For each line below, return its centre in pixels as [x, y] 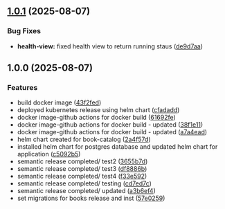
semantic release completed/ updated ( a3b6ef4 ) [86, 191]
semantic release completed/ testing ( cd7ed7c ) [84, 183]
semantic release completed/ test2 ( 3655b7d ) [82, 161]
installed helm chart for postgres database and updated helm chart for [117, 147]
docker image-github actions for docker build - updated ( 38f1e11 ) [110, 125]
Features [22, 88]
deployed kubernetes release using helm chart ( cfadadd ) [98, 110]
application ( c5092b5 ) [49, 154]
